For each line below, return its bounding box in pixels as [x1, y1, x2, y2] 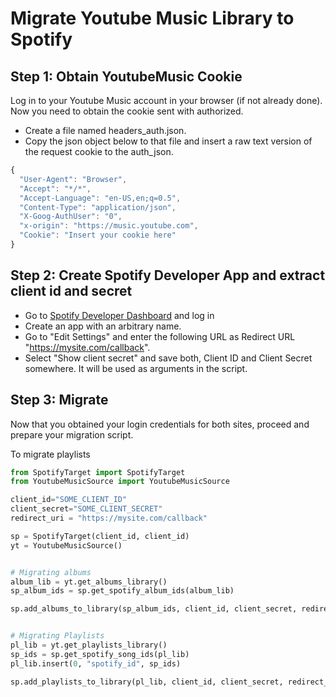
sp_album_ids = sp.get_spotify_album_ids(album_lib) [10, 586, 235, 596]
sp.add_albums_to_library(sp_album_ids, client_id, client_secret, [10, 604, 298, 614]
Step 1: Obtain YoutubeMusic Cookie [10, 68, 243, 85]
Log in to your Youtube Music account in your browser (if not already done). [10, 95, 323, 106]
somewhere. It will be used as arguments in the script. [24, 362, 248, 374]
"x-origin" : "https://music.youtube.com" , [19, 221, 199, 231]
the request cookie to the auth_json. [24, 146, 174, 157]
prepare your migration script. [10, 428, 134, 441]
